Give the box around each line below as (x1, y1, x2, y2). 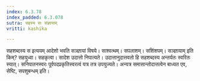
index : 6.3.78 (6, 8, 42, 15)
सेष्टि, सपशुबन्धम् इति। (6, 67, 50, 75)
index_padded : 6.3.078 (6, 14, 63, 20)
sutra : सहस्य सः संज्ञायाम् (6, 20, 57, 26)
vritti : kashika (6, 25, 47, 32)
